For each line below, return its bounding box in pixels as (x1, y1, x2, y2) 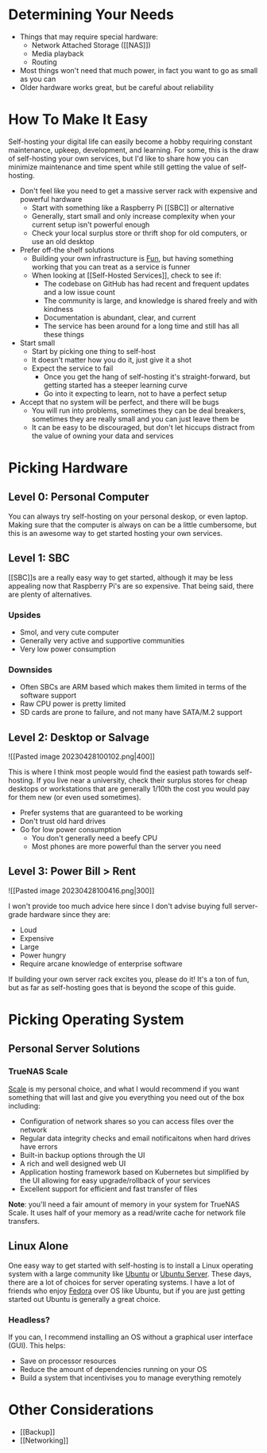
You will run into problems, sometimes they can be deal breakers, (31, 406, 246, 415)
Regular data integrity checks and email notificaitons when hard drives (19, 1133, 251, 1143)
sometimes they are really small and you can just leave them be (31, 414, 240, 423)
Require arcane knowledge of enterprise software (19, 958, 183, 968)
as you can (19, 74, 56, 84)
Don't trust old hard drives (19, 817, 106, 826)
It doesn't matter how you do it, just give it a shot (31, 355, 192, 364)
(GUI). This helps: (8, 1340, 66, 1350)
